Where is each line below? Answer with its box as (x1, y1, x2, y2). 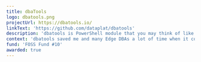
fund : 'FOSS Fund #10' (6, 42, 63, 48)
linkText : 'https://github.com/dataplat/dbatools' (6, 25, 135, 31)
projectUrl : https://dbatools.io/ (6, 19, 93, 25)
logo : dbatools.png (6, 14, 55, 20)
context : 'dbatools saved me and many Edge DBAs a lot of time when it (6, 36, 188, 42)
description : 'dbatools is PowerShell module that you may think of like (6, 31, 194, 37)
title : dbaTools (6, 8, 47, 15)
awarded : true (6, 47, 42, 53)
